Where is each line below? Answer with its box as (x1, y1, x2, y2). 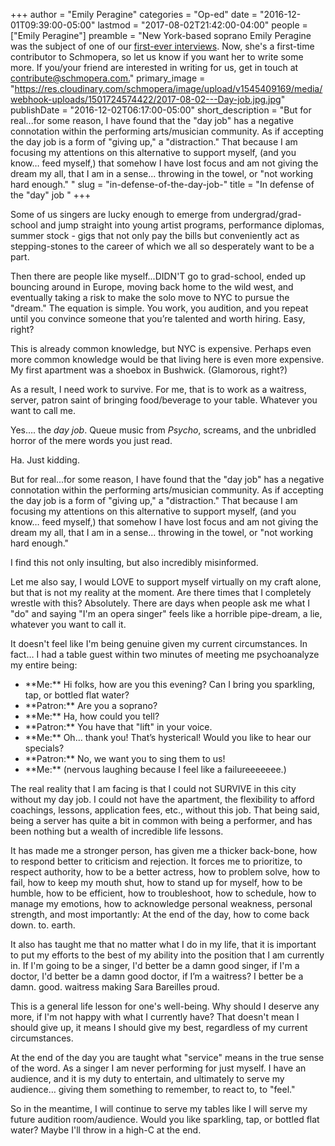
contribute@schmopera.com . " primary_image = (10, 72, 206, 84)
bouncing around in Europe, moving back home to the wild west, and (10, 281, 294, 293)
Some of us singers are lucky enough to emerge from (10, 209, 231, 220)
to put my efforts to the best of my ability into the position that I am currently (10, 949, 325, 961)
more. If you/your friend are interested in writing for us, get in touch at (10, 62, 299, 73)
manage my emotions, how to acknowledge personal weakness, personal (10, 898, 313, 909)
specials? (24, 742, 65, 754)
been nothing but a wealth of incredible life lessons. (10, 825, 224, 837)
